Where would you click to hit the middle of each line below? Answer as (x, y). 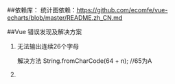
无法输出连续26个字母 (48, 46)
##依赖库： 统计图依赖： (42, 10)
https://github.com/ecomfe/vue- (122, 10)
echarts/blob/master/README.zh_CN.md (65, 18)
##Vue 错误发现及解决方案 (45, 32)
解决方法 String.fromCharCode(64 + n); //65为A (84, 61)
